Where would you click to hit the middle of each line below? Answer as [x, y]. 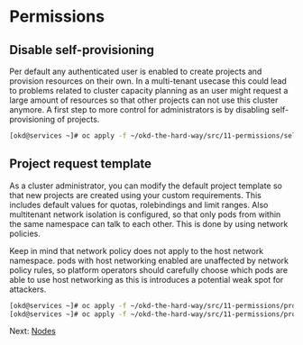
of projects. [78, 119]
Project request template [80, 164]
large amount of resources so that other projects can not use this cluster [144, 100]
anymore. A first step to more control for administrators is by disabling [139, 109]
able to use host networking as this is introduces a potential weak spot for [147, 279]
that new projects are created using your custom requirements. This [135, 195]
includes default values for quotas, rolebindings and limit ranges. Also [139, 204]
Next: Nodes [32, 331]
